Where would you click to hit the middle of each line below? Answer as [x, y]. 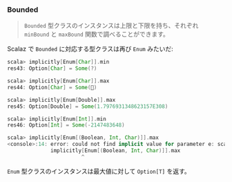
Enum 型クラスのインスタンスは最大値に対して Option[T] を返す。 [99, 171]
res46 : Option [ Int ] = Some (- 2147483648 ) [66, 125]
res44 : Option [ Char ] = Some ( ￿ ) [52, 87]
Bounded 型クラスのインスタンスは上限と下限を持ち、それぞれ [111, 26]
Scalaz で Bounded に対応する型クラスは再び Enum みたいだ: [90, 49]
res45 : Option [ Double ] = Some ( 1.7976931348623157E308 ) [88, 106]
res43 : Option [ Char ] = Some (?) [52, 69]
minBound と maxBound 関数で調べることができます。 [96, 34]
